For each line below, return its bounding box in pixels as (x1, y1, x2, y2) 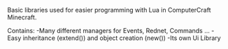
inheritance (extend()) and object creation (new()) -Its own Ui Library (22, 34, 222, 42)
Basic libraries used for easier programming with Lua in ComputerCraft (7, 6, 211, 14)
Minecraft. (7, 13, 37, 21)
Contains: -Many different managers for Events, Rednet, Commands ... (7, 27, 210, 35)
